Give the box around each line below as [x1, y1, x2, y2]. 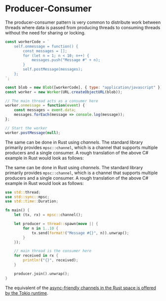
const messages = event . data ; [14, 108, 77, 113]
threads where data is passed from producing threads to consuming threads [5, 24, 161, 30]
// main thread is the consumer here [14, 249, 92, 254]
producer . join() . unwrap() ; [14, 271, 70, 276]
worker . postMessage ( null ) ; [5, 130, 61, 135]
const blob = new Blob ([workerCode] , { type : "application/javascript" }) [5, 85, 163, 90]
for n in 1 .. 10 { [23, 226, 58, 231]
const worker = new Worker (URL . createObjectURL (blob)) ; [5, 89, 123, 94]
